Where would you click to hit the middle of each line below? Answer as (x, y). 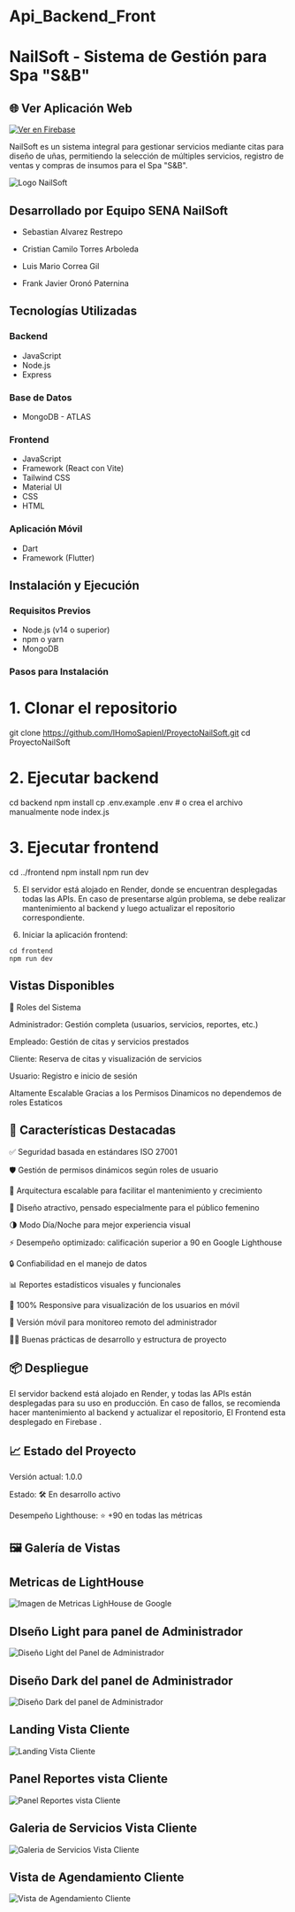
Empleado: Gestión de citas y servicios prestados (99, 1041)
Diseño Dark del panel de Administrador (121, 1680)
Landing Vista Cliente (69, 1730)
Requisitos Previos (50, 610)
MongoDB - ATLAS (56, 416)
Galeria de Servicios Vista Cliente (103, 1828)
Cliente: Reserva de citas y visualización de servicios (106, 1058)
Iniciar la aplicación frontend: (75, 935)
